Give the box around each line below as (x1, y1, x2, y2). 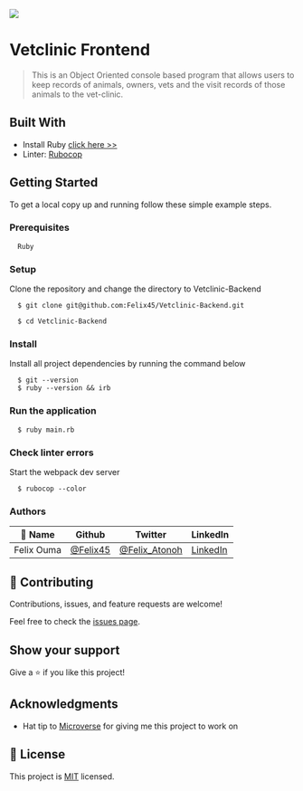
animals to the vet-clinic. (31, 89, 124, 100)
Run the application (9, 405, 97, 417)
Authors (9, 505, 47, 518)
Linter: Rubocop (22, 148, 83, 159)
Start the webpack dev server (9, 467, 120, 478)
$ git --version (17, 376, 79, 385)
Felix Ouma (14, 544, 62, 557)
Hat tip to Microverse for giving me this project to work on (22, 720, 239, 731)
